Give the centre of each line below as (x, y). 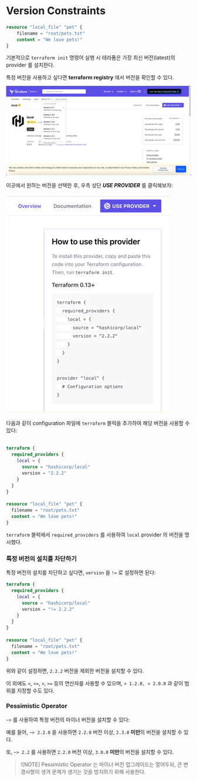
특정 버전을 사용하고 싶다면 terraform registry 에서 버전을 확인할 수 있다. (90, 78)
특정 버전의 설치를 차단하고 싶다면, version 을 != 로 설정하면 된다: (81, 573)
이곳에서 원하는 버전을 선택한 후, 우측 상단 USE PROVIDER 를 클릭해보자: (89, 185)
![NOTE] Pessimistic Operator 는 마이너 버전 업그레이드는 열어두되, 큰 (101, 764)
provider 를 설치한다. (30, 65)
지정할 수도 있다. (35, 691)
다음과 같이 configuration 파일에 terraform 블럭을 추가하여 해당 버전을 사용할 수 (98, 423)
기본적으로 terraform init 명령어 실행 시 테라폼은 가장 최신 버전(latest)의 (91, 58)
